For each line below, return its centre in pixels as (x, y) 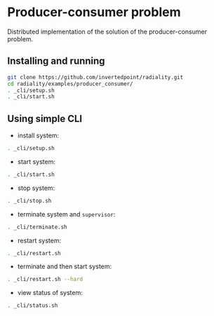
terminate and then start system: (65, 266)
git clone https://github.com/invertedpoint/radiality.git (95, 77)
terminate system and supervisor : (66, 214)
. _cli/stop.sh (29, 200)
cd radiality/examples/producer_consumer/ (70, 84)
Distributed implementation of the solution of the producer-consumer (107, 32)
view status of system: (50, 293)
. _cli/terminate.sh (38, 227)
